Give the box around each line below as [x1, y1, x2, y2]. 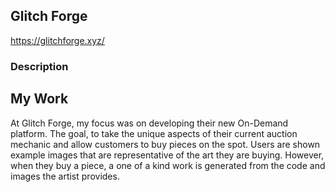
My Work [10, 90, 69, 108]
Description [10, 59, 69, 73]
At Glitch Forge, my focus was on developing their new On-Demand [10, 117, 289, 129]
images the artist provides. [10, 170, 120, 182]
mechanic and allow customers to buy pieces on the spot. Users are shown [10, 138, 321, 150]
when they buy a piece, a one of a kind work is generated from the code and [10, 159, 326, 171]
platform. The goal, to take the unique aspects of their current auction [10, 127, 298, 139]
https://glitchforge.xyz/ [10, 34, 105, 46]
